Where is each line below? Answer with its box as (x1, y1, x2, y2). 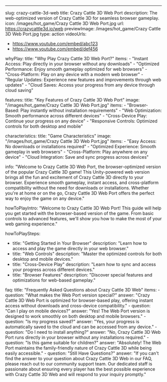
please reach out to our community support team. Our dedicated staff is (5, 361, 153, 367)
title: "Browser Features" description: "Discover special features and (12, 272, 153, 278)
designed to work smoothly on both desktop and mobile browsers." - (5, 313, 146, 319)
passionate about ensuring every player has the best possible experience (5, 366, 156, 372)
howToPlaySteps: (5, 231, 41, 236)
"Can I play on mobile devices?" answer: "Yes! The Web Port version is (5, 308, 150, 314)
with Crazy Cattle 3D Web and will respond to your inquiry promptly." (5, 372, 147, 377)
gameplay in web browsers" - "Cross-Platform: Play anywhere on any (5, 149, 148, 155)
